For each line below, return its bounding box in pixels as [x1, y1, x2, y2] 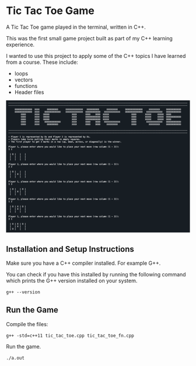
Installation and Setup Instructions [6, 244, 134, 254]
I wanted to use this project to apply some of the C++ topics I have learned [6, 52, 186, 59]
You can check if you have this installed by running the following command [6, 271, 186, 278]
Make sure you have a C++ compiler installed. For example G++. [6, 259, 161, 267]
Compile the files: [6, 320, 48, 327]
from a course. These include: [6, 59, 79, 66]
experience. [6, 41, 35, 48]
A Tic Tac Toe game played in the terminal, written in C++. [6, 23, 146, 30]
